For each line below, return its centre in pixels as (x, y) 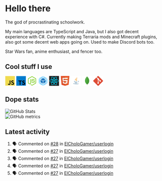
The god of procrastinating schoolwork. (45, 22)
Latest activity (27, 132)
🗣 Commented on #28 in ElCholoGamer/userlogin (63, 144)
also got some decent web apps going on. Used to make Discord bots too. (80, 42)
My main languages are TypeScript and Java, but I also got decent (72, 31)
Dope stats (22, 100)
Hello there (28, 9)
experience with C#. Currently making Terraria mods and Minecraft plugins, (81, 37)
